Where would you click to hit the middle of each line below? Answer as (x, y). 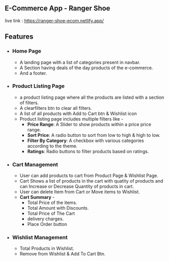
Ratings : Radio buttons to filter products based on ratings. (88, 151)
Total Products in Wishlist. (47, 248)
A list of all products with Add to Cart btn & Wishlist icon (78, 113)
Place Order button (47, 224)
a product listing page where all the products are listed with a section (92, 97)
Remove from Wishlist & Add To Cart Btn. (63, 254)
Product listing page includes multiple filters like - (72, 119)
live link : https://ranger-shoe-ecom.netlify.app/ (54, 20)
